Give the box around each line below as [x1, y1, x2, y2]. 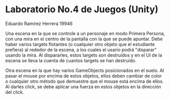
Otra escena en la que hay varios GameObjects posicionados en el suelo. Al [5, 67, 164, 73]
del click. [5, 89, 24, 95]
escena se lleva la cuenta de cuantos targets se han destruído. [5, 57, 136, 63]
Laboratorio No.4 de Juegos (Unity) [5, 4, 159, 15]
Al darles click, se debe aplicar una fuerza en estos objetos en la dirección [5, 83, 161, 90]
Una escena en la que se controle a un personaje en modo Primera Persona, [5, 30, 165, 36]
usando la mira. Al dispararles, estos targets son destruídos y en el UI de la [5, 52, 162, 58]
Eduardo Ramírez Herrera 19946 [5, 20, 73, 27]
